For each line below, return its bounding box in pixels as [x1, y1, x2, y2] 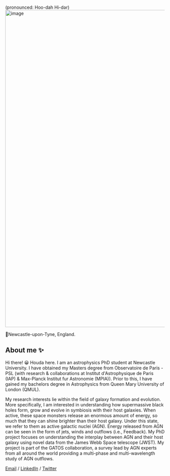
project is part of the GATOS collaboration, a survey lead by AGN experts [5, 445, 157, 451]
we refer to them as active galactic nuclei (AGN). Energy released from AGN [5, 423, 163, 429]
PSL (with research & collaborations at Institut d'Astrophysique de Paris [5, 370, 154, 376]
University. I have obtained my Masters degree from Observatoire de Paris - [5, 365, 163, 371]
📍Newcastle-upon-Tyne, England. [5, 331, 76, 337]
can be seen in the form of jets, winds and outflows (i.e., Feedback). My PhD [5, 428, 165, 434]
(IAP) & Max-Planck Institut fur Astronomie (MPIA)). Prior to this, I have [5, 376, 153, 382]
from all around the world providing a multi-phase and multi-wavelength [5, 450, 155, 456]
